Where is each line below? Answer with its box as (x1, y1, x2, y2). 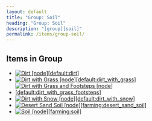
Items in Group (6, 54, 63, 64)
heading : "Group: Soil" (6, 20, 66, 26)
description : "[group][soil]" (6, 25, 83, 32)
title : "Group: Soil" (6, 14, 61, 20)
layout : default (6, 8, 47, 15)
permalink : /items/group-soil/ (6, 31, 85, 37)
